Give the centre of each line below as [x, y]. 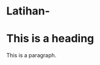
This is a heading [50, 39]
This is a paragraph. [31, 55]
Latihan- [28, 11]
